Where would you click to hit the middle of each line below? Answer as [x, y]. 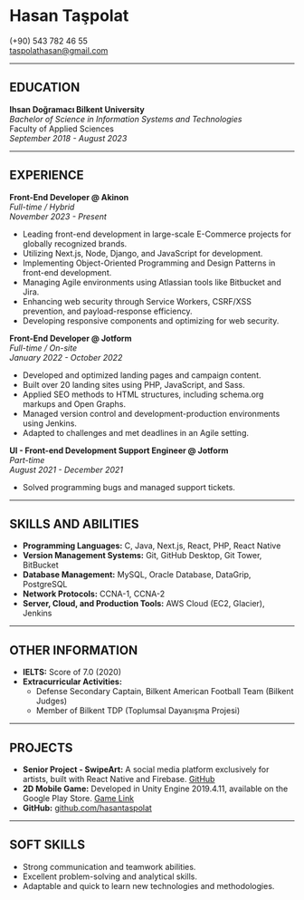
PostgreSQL [45, 585]
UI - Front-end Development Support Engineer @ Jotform [119, 450]
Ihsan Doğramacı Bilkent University [77, 109]
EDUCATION [45, 87]
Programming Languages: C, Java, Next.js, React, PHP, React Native [152, 546]
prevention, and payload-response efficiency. [107, 311]
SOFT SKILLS [47, 845]
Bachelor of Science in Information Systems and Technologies [126, 119]
